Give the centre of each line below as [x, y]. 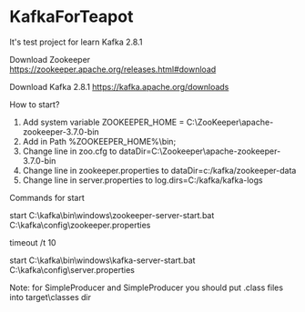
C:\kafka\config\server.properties [72, 269]
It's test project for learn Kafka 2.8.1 [76, 42]
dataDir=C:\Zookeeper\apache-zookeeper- [200, 151]
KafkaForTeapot [71, 17]
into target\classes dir [50, 297]
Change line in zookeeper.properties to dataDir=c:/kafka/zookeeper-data [159, 170]
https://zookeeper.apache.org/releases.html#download [113, 69]
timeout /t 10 [33, 242]
